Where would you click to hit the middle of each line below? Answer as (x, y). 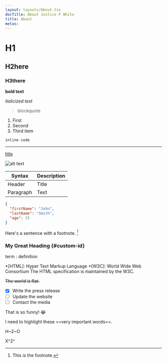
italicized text (19, 101)
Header (16, 184)
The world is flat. (22, 281)
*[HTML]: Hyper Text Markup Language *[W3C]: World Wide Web (73, 266)
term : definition (21, 257)
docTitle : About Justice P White (40, 14)
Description (51, 176)
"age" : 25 (20, 218)
